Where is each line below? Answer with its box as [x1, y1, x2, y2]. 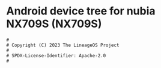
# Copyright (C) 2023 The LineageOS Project [6, 42, 120, 48]
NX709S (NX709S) [6, 17, 102, 31]
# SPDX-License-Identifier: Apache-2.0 [6, 52, 106, 58]
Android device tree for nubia [6, 4, 156, 18]
